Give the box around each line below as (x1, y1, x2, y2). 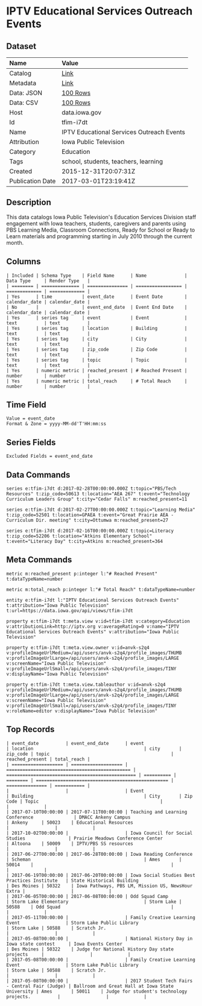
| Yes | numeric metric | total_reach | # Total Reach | (6, 378, 188, 384)
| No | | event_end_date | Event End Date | (6, 304, 188, 310)
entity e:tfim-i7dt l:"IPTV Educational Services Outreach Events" (6, 597, 180, 603)
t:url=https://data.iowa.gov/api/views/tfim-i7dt (6, 607, 134, 613)
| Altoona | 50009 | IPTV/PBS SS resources (6, 840, 134, 847)
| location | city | (6, 745, 182, 751)
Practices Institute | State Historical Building (6, 878, 139, 884)
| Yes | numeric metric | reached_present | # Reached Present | (6, 367, 188, 373)
